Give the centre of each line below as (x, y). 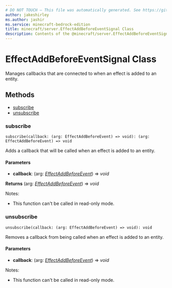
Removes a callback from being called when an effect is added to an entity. (84, 237)
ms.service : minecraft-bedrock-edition (48, 24)
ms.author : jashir (25, 19)
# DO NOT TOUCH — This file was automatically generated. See (73, 10)
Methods (20, 95)
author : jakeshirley (27, 15)
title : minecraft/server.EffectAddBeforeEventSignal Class (70, 29)
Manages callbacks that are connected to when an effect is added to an (81, 73)
